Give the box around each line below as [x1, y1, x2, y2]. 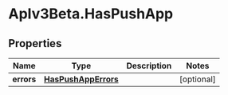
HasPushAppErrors [43, 73, 119, 85]
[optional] [179, 73, 217, 85]
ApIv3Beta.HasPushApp [8, 5, 174, 23]
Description [126, 61, 172, 71]
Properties [8, 37, 62, 50]
